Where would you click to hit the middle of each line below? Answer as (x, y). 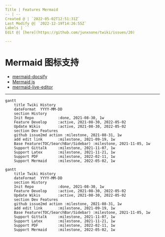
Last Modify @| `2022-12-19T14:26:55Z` (46, 23)
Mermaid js (24, 82)
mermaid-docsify (30, 76)
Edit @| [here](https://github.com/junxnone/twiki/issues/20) (70, 32)
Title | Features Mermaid (31, 10)
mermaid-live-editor (32, 87)
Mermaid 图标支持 (42, 63)
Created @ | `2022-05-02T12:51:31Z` (42, 19)
